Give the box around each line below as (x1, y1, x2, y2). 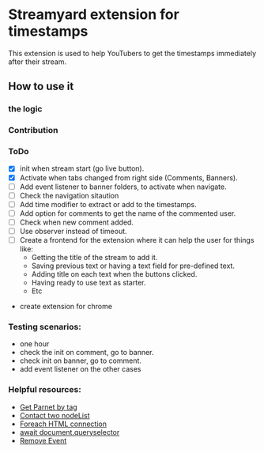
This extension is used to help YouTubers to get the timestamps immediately (8, 48, 257, 58)
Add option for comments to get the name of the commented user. (19, 208, 236, 218)
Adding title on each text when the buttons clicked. (31, 270, 198, 279)
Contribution (8, 125, 58, 136)
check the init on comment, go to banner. (19, 348, 154, 357)
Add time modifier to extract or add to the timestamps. (19, 199, 198, 209)
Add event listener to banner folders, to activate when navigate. (19, 182, 227, 191)
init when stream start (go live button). (19, 164, 145, 173)
